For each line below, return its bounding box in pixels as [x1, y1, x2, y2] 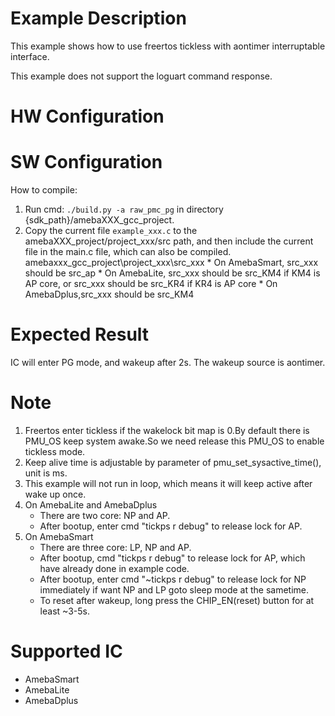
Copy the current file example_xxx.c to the [24, 225, 198, 237]
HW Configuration [10, 105, 165, 128]
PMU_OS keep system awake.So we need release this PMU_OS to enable [24, 435, 325, 447]
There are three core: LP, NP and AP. [39, 541, 192, 553]
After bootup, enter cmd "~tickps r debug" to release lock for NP [39, 573, 307, 585]
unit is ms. [24, 467, 68, 479]
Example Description [10, 7, 187, 30]
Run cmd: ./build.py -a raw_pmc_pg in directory [24, 203, 224, 216]
